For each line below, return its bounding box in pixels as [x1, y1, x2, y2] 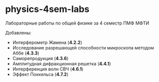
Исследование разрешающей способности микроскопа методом [12, 44, 154, 50]
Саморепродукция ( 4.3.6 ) [12, 55, 69, 61]
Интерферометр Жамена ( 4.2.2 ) [12, 39, 83, 45]
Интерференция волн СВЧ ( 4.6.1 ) [12, 66, 84, 72]
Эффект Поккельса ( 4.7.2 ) [12, 71, 69, 77]
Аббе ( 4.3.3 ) [12, 50, 39, 56]
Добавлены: [5, 29, 32, 35]
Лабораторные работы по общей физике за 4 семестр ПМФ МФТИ [5, 20, 149, 26]
